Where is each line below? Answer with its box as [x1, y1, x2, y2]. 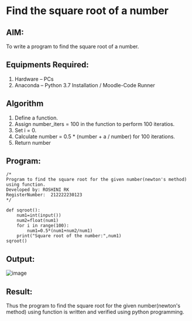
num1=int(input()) [16, 213, 61, 218]
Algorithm [6, 98, 44, 109]
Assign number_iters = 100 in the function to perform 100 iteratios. [14, 120, 175, 127]
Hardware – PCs [14, 75, 54, 83]
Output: [6, 254, 35, 264]
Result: [6, 286, 33, 296]
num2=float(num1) [16, 218, 59, 224]
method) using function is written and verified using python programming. [6, 309, 184, 316]
